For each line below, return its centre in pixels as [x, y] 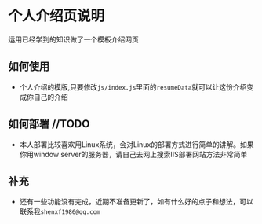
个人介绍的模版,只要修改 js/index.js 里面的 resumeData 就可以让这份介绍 [133, 86]
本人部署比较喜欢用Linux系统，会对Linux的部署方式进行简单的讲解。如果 [136, 144]
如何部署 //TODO [49, 124]
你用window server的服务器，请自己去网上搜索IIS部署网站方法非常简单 [133, 154]
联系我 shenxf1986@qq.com [60, 211]
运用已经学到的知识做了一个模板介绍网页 [73, 39]
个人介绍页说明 [56, 16]
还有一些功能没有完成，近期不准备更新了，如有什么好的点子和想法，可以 [136, 202]
